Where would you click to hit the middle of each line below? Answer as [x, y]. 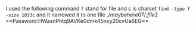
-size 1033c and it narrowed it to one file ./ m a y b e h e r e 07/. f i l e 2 [82, 15]
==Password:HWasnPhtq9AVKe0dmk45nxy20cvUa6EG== [77, 21]
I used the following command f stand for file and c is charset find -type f [98, 9]
